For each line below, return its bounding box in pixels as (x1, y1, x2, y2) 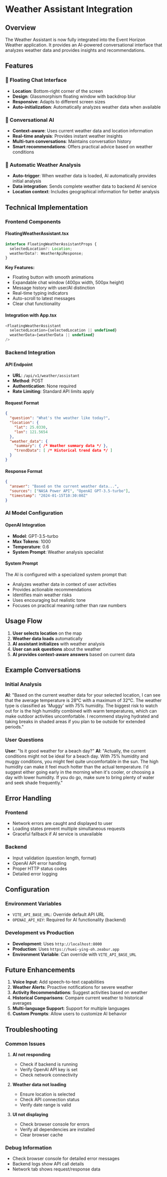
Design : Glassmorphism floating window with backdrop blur (12, 93, 136, 99)
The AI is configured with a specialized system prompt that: (5, 571, 128, 577)
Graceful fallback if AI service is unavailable (12, 831, 103, 837)
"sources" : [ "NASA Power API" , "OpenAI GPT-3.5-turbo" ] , (9, 488, 131, 493)
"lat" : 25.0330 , (14, 424, 48, 430)
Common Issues (5, 1040, 46, 1047)
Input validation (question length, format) (12, 855, 97, 861)
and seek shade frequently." (5, 780, 63, 785)
